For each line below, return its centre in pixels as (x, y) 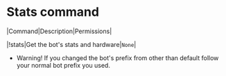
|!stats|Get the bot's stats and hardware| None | (71, 44)
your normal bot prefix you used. (63, 65)
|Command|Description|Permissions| (59, 31)
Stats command (53, 12)
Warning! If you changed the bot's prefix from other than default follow (118, 58)
